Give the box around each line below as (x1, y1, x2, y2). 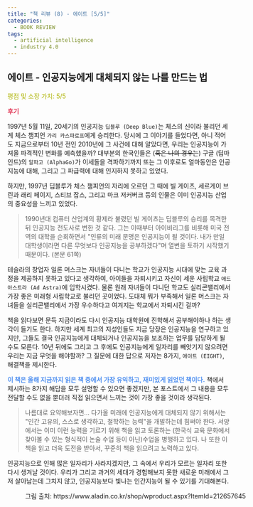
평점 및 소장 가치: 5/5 (7, 92, 66, 100)
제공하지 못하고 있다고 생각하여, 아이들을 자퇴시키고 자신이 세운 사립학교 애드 (20, 274, 232, 282)
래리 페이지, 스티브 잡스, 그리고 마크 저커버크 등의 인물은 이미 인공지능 (20, 190, 214, 199)
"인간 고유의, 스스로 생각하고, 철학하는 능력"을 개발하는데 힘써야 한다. (24, 417, 217, 425)
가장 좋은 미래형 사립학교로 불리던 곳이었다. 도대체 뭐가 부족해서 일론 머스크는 (7, 292, 222, 300)
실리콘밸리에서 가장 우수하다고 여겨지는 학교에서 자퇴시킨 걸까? (26, 300, 200, 309)
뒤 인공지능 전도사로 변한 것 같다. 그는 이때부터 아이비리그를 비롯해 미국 (24, 223, 222, 232)
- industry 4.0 (14, 43, 59, 50)
